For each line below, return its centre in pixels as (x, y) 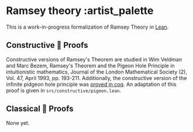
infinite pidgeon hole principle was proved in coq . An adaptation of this (91, 84)
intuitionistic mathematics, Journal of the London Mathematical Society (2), (96, 72)
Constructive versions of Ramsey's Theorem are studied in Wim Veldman (94, 59)
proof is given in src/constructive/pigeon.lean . (64, 90)
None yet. (18, 123)
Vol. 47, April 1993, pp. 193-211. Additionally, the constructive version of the (96, 78)
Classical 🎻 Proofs (40, 109)
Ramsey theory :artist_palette (80, 11)
